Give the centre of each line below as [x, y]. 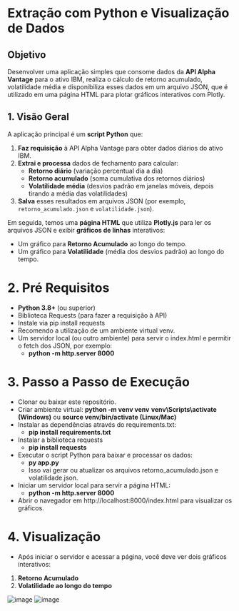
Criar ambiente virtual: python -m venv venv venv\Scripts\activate [117, 409]
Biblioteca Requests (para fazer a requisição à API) [92, 315]
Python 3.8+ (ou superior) [57, 308]
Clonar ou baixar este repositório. [67, 402]
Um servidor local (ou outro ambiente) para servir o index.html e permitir [124, 338]
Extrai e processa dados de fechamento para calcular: [98, 163]
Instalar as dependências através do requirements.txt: [97, 424]
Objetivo [27, 55]
